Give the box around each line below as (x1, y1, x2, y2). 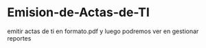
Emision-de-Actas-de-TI (7, 5, 150, 20)
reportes (7, 34, 32, 42)
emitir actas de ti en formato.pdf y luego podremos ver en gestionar (7, 27, 199, 35)
